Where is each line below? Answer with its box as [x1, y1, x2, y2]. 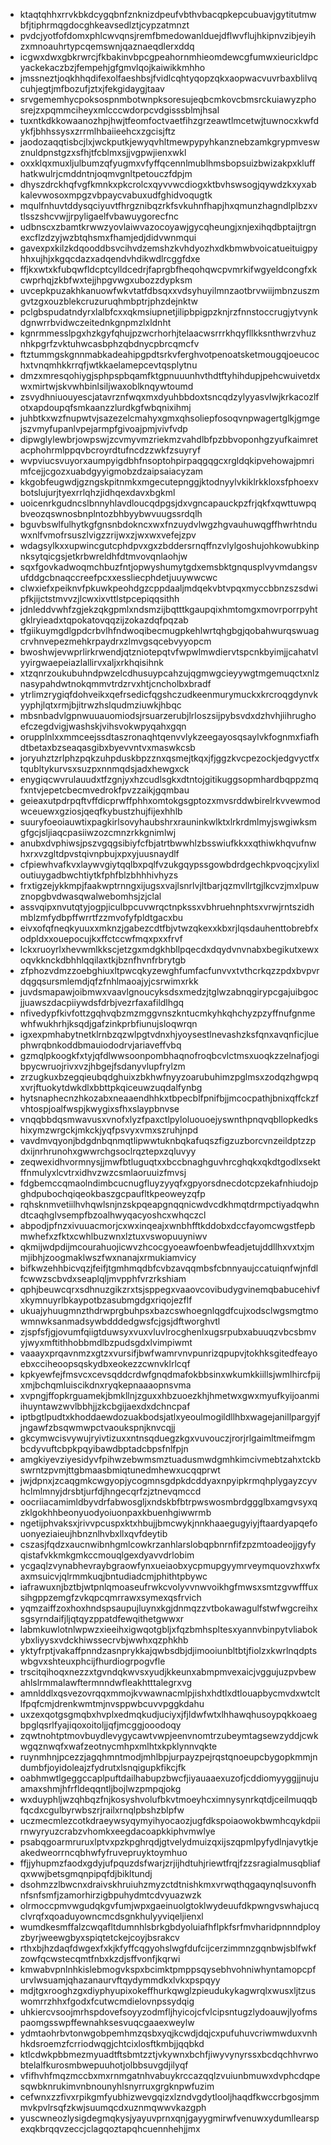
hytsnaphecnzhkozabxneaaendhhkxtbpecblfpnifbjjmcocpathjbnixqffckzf [19, 1092, 320, 1104]
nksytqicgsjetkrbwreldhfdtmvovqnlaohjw [19, 550, 188, 562]
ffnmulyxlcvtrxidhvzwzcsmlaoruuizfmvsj [19, 1167, 187, 1178]
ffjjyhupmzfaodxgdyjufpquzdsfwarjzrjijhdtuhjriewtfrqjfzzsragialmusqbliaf [19, 1857, 321, 1869]
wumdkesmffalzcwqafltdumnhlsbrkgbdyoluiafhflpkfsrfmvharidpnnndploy [19, 1921, 321, 1933]
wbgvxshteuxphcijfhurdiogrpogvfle [19, 1655, 166, 1667]
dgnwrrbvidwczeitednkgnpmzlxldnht [19, 317, 172, 328]
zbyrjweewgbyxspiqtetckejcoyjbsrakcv [19, 1932, 180, 1943]
